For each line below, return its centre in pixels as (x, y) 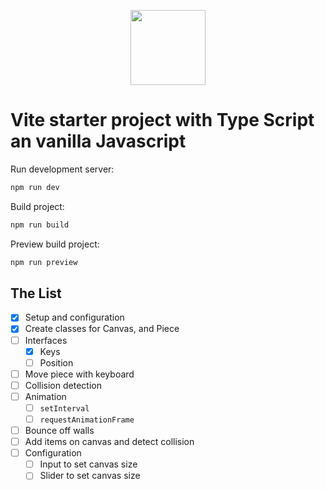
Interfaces (46, 340)
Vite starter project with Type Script (162, 120)
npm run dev (35, 187)
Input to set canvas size (88, 464)
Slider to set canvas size (90, 476)
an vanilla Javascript (98, 141)
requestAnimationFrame (87, 420)
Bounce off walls (59, 430)
